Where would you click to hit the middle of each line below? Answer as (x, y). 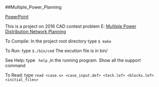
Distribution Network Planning (36, 31)
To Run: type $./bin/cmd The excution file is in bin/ (56, 51)
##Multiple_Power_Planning (33, 7)
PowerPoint (17, 17)
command (15, 65)
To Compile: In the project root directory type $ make (58, 41)
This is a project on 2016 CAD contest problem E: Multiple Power (71, 26)
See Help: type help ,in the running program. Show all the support (73, 60)
